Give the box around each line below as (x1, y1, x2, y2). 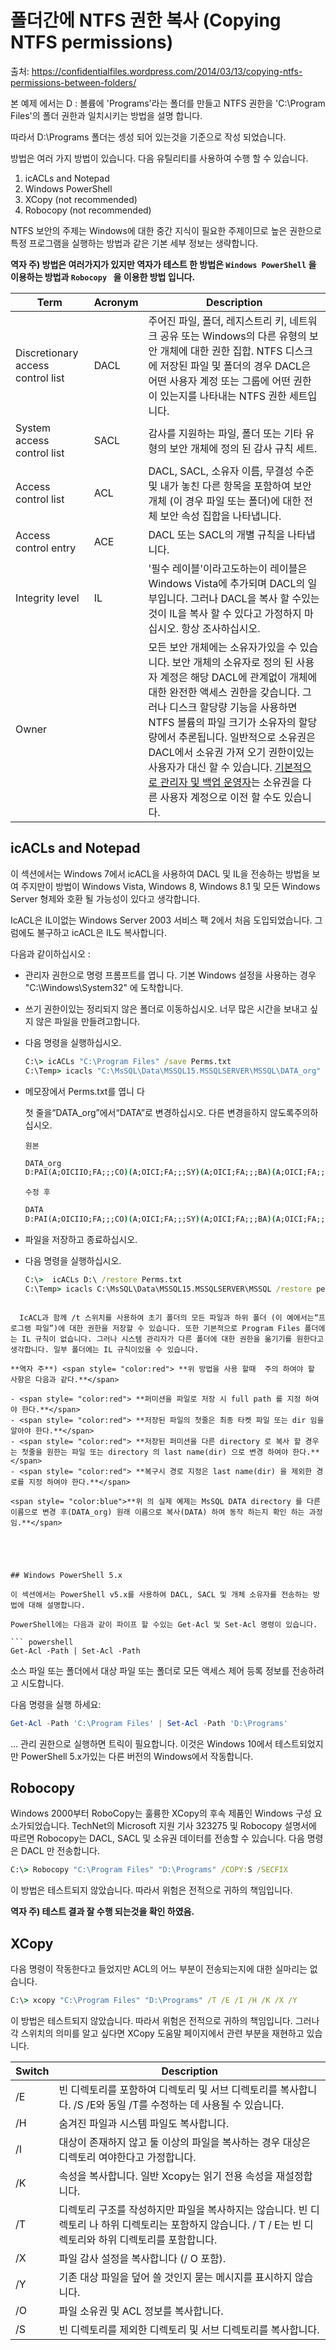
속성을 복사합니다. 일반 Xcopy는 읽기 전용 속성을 (58, 2169, 274, 2183)
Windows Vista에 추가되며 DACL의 (148, 576, 306, 590)
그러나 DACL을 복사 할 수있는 (189, 591, 320, 605)
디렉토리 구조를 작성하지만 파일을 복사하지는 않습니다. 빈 (58, 2203, 308, 2216)
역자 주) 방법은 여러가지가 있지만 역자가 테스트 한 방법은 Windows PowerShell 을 (10, 258, 317, 270)
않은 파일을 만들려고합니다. (35, 1015, 141, 1027)
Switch (15, 2064, 50, 2078)
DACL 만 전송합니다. (20, 1845, 100, 1857)
